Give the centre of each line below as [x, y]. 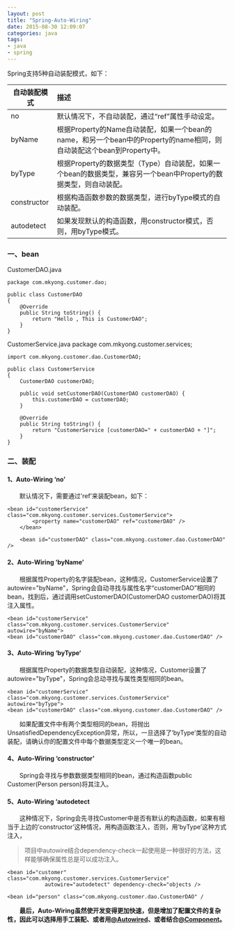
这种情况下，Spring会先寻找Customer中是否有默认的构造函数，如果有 [119, 818]
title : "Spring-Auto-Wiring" [49, 20]
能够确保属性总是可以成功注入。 [76, 860]
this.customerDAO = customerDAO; [81, 400]
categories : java [32, 33]
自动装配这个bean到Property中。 [111, 150]
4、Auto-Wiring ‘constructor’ [51, 758]
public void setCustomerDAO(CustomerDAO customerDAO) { [103, 394]
